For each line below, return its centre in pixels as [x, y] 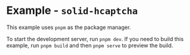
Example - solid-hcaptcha [72, 11]
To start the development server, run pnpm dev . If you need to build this [95, 39]
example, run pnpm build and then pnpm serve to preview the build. [90, 45]
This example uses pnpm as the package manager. [69, 27]
